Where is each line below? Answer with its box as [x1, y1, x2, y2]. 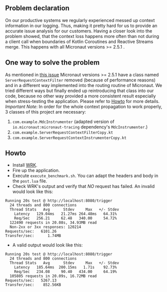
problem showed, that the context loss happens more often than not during [5, 33, 160, 39]
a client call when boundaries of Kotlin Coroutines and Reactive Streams [5, 38, 154, 44]
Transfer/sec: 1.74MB [5, 233, 61, 238]
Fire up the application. [12, 167, 60, 173]
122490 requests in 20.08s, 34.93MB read [9, 220, 97, 225]
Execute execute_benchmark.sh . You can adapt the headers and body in [12, 172, 159, 179]
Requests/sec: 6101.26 [5, 229, 57, 234]
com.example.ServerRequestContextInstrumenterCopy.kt [12, 135, 127, 140]
